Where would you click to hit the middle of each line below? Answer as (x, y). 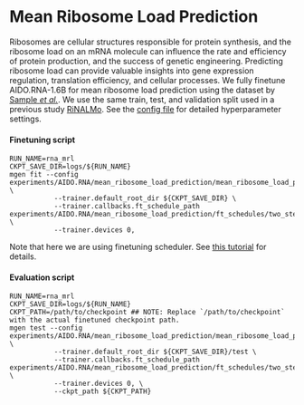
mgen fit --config (44, 175)
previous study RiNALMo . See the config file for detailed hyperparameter (146, 109)
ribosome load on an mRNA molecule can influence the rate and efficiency (148, 51)
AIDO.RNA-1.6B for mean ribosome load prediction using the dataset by (142, 90)
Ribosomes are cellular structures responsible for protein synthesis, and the (151, 42)
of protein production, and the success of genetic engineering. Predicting (146, 61)
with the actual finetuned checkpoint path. (95, 320)
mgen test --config (46, 328)
